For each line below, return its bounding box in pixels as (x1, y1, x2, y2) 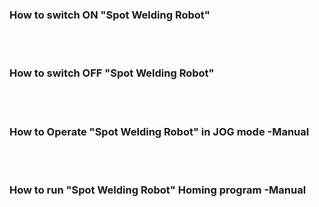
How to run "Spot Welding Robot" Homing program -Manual (9, 183, 307, 197)
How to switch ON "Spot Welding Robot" (9, 8, 211, 22)
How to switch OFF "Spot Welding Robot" (9, 66, 215, 80)
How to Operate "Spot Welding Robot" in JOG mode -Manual (9, 124, 310, 138)
